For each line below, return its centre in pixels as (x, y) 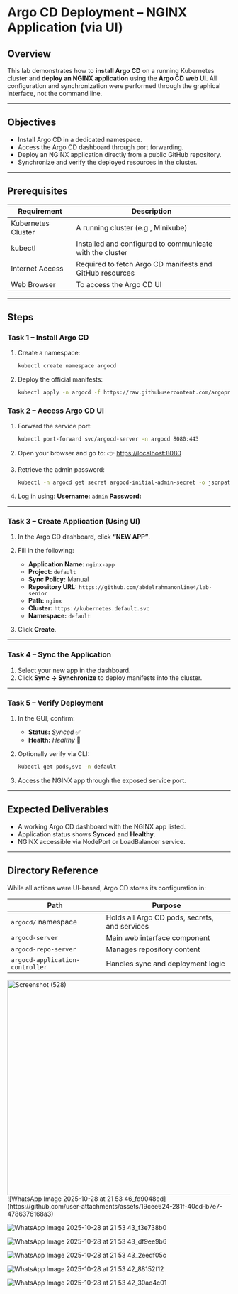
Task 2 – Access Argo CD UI (56, 411)
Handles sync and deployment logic (165, 964)
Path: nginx (45, 600)
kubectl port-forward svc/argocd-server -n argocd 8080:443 (108, 439)
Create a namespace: (49, 353)
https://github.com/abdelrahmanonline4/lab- (146, 588)
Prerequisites (38, 192)
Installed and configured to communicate (144, 244)
